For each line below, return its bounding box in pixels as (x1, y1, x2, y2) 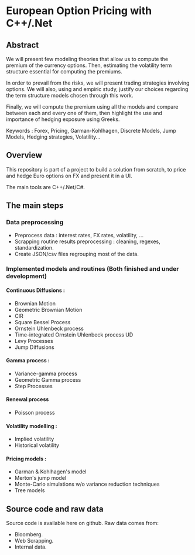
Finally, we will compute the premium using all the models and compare (6, 103, 179, 110)
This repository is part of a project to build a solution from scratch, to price (6, 166, 186, 173)
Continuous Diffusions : (6, 287, 66, 294)
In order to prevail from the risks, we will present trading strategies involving (6, 79, 190, 86)
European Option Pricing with (6, 4, 152, 18)
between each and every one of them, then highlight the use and (6, 110, 163, 116)
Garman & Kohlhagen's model (14, 468, 87, 475)
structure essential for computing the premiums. (6, 68, 123, 75)
